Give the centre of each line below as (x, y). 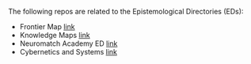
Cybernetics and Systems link (68, 52)
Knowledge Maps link (55, 35)
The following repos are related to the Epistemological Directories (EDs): (126, 11)
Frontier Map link (47, 26)
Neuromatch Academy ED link (68, 43)
